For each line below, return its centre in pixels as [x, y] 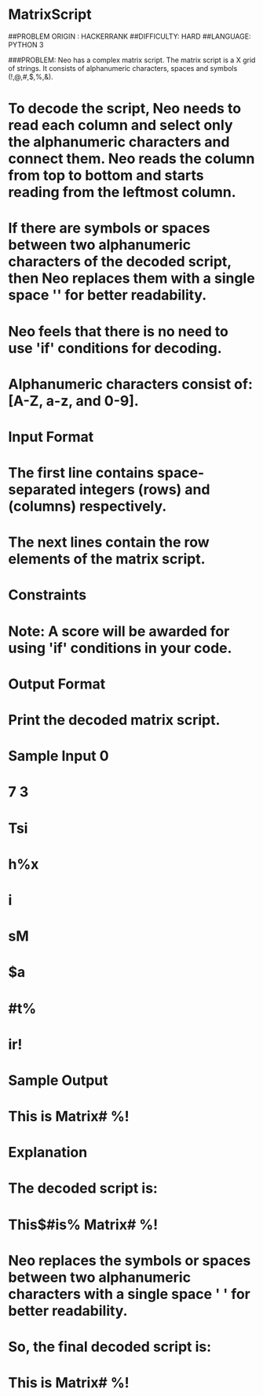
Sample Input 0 [58, 756]
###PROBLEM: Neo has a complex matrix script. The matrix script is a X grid [132, 60]
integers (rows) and [144, 490]
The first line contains [81, 473]
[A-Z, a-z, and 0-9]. [73, 401]
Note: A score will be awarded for [119, 631]
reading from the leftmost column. [122, 193]
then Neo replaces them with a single [131, 278]
